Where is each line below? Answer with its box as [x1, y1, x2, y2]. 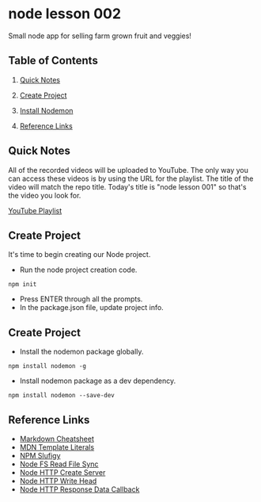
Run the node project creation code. [19, 265, 138, 274]
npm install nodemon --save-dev [8, 392, 115, 400]
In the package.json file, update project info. [19, 303, 164, 312]
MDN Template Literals [19, 443, 95, 452]
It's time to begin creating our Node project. [8, 250, 151, 259]
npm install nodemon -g [8, 362, 87, 370]
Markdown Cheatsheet [19, 434, 95, 443]
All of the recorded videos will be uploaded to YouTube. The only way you [8, 165, 249, 174]
